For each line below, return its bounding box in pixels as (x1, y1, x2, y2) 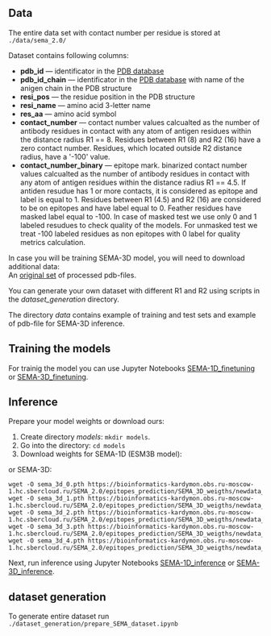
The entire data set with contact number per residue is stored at (8, 27, 220, 37)
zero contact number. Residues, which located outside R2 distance (19, 143, 243, 152)
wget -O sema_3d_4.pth (8, 537, 85, 545)
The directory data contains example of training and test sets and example (8, 310, 256, 319)
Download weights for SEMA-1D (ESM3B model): (19, 449, 183, 459)
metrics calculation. (19, 237, 86, 247)
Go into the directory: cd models (19, 441, 126, 451)
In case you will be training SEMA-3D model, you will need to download (8, 253, 245, 263)
